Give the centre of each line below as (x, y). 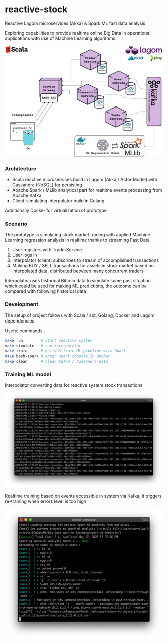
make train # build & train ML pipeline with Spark (66, 351)
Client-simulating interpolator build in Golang (58, 201)
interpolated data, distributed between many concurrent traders (78, 271)
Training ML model (28, 374)
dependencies (20, 320)
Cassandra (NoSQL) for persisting (47, 185)
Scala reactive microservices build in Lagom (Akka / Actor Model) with (85, 180)
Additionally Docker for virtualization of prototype (56, 211)
